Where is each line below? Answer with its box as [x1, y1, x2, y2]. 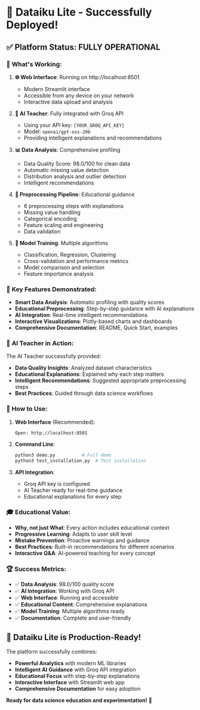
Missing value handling [23, 209, 81, 216]
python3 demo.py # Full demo [14, 452, 112, 458]
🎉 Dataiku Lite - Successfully [6, 5, 152, 19]
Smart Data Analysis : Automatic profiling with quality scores [14, 299, 165, 306]
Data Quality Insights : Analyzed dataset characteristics [14, 364, 152, 371]
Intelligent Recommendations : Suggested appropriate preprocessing [14, 377, 186, 384]
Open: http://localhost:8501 [14, 430, 88, 436]
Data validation [23, 228, 61, 235]
